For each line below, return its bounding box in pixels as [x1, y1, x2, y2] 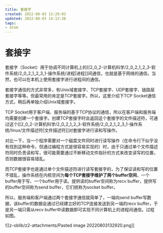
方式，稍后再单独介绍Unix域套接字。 [5, 99, 78, 105]
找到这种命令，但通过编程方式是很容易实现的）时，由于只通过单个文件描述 [9, 144, 158, 150]
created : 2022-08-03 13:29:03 [5, 12, 66, 16]
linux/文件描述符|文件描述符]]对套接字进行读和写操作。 [11, 127, 120, 133]
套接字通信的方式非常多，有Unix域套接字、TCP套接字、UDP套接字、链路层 [5, 87, 155, 93]
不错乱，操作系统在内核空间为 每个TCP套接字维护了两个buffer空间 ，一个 [5, 172, 150, 178]
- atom [5, 25, 18, 30]
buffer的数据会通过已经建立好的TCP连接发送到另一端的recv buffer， [17, 201, 154, 206]
